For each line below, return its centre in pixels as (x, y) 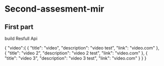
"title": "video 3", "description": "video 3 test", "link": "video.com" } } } (76, 58)
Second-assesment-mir (54, 9)
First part (19, 27)
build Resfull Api (21, 38)
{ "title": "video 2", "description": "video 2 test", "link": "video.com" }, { (76, 53)
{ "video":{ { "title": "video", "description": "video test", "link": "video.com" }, (82, 48)
